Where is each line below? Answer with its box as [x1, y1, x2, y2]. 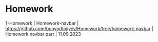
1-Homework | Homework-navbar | [5, 20, 79, 26]
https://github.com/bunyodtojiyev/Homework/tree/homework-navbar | [5, 25, 154, 31]
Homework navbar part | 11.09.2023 [5, 31, 81, 37]
